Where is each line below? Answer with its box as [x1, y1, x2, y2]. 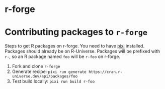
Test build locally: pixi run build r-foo [12, 78, 95, 84]
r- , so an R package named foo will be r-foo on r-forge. [5, 53, 121, 59]
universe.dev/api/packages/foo [12, 74, 78, 79]
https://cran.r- [88, 69, 123, 74]
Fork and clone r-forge [12, 63, 60, 69]
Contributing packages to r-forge [5, 26, 148, 38]
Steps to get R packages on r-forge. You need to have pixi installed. [5, 43, 144, 49]
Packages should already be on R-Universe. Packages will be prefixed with [5, 48, 160, 54]
